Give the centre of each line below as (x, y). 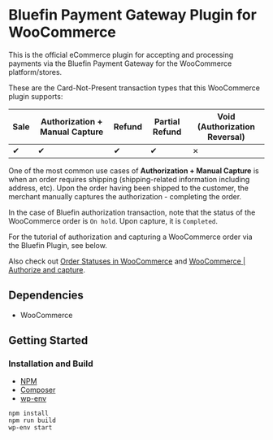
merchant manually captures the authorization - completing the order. (125, 196)
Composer (38, 390)
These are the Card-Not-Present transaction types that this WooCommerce (134, 88)
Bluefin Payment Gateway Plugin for (133, 15)
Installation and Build (51, 364)
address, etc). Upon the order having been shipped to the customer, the (129, 188)
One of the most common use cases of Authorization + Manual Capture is (134, 170)
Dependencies (46, 296)
